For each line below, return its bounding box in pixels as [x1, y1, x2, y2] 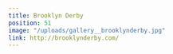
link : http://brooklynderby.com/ [8, 33, 120, 42]
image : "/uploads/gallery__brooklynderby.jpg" [8, 26, 166, 34]
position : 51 [8, 19, 52, 27]
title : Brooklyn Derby [8, 11, 84, 20]
